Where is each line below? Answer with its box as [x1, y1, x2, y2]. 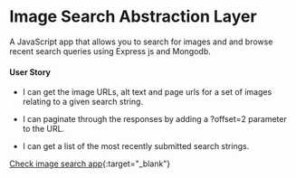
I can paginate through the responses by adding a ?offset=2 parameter [22, 114, 287, 125]
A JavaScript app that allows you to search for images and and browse [9, 36, 273, 47]
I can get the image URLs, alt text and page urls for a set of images [22, 87, 272, 98]
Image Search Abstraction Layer [9, 6, 257, 27]
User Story [9, 66, 52, 78]
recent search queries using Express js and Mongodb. [9, 45, 211, 56]
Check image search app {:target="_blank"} [9, 158, 171, 169]
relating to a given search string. [22, 97, 143, 108]
